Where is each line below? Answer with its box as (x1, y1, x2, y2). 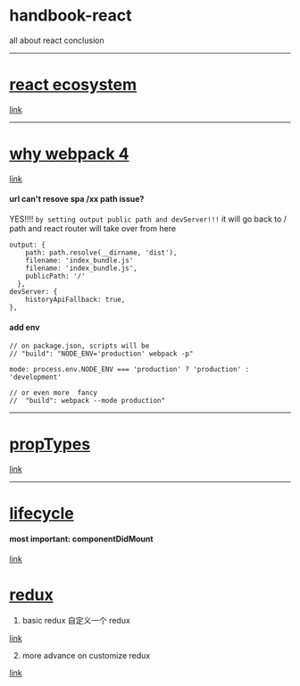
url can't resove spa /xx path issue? (9, 194, 145, 205)
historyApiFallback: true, (25, 296, 126, 305)
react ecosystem (9, 75, 137, 95)
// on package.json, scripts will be (9, 341, 150, 351)
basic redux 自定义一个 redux (21, 615, 131, 626)
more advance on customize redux (21, 650, 151, 661)
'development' (9, 372, 62, 382)
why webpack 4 (9, 144, 129, 164)
